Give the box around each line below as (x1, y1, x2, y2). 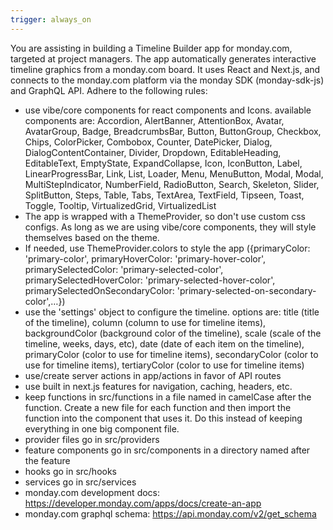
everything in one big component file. (24, 422, 180, 435)
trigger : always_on (10, 14, 92, 25)
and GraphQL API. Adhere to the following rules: (10, 84, 208, 96)
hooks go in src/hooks (24, 465, 118, 477)
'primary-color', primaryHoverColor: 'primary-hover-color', (24, 252, 267, 265)
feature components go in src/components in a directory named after (24, 444, 311, 456)
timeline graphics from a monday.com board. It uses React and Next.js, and (10, 63, 321, 75)
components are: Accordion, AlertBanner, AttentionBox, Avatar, (24, 114, 285, 126)
